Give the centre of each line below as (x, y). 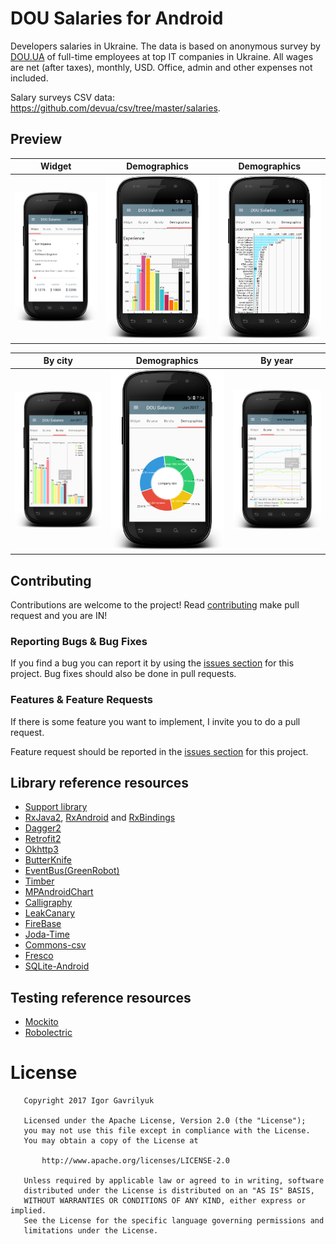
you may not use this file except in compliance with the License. (167, 1131)
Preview (36, 139)
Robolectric (48, 1033)
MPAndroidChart (59, 892)
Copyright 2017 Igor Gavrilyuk (89, 1101)
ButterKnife (48, 860)
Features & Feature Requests (81, 700)
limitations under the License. (91, 1231)
